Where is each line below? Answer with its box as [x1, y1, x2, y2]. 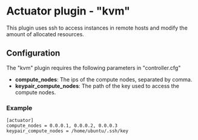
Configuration [6, 48, 61, 59]
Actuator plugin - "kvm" [6, 4, 130, 18]
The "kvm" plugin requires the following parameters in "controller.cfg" [6, 64, 181, 71]
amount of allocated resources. [6, 30, 85, 37]
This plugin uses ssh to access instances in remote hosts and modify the [6, 24, 188, 31]
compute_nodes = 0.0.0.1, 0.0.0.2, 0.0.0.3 [6, 122, 118, 129]
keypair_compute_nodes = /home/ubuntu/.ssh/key [6, 128, 129, 134]
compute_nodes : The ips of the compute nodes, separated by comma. [15, 75, 193, 83]
